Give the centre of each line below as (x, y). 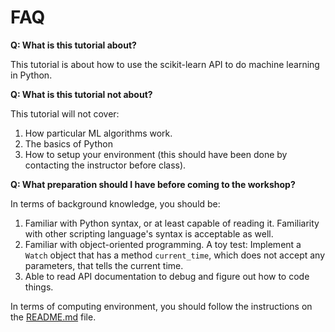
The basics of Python (68, 143)
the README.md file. (53, 317)
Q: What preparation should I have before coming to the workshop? (153, 184)
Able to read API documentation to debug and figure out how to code (167, 276)
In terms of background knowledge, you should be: (115, 203)
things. (39, 287)
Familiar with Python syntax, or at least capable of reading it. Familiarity (172, 223)
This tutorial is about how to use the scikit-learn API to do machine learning (165, 64)
